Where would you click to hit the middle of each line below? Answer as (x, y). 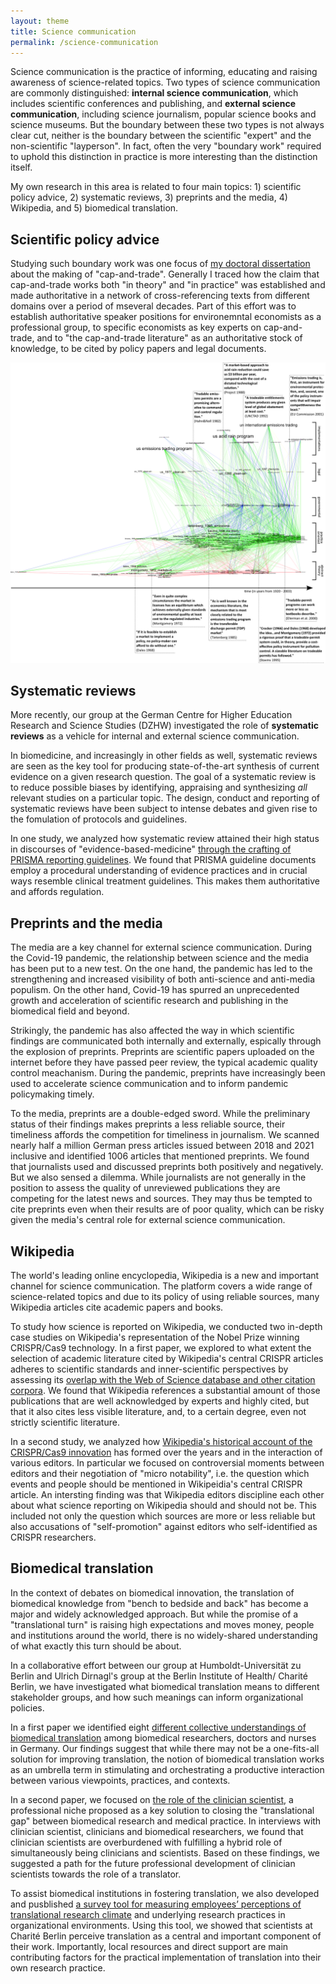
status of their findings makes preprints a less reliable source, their (148, 1124)
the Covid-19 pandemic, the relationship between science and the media (160, 958)
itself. (21, 167)
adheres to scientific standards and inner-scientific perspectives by (149, 1369)
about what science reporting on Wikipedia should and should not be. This (163, 1505)
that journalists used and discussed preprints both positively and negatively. (167, 1167)
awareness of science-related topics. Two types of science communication (165, 82)
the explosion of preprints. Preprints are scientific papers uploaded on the (162, 1052)
